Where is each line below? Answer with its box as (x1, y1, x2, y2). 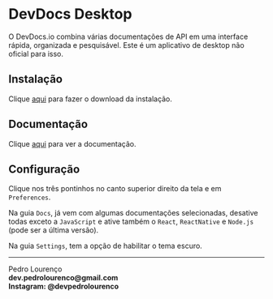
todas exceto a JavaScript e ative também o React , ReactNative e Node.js (8, 216, 254, 227)
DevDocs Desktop (8, 5, 132, 23)
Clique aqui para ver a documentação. (8, 139, 136, 148)
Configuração (8, 162, 80, 176)
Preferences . (8, 192, 51, 203)
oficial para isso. (8, 49, 63, 58)
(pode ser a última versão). (8, 225, 99, 235)
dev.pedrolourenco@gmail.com (8, 273, 119, 283)
